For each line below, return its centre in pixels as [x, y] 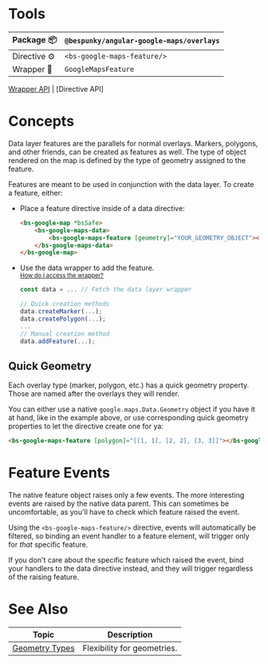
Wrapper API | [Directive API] [56, 89]
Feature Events [59, 473]
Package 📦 [35, 39]
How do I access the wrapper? [61, 276]
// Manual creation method [65, 334]
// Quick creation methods [65, 304]
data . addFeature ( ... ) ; [57, 341]
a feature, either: [35, 193]
